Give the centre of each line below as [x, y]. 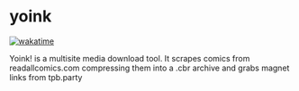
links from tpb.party [46, 77]
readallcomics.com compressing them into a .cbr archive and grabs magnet [149, 68]
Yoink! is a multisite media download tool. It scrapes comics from [130, 58]
